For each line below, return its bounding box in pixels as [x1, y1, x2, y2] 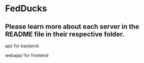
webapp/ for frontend [5, 52, 49, 58]
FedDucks [5, 3, 48, 14]
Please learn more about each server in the [5, 22, 140, 31]
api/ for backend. [5, 43, 40, 49]
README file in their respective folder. [5, 30, 125, 38]
